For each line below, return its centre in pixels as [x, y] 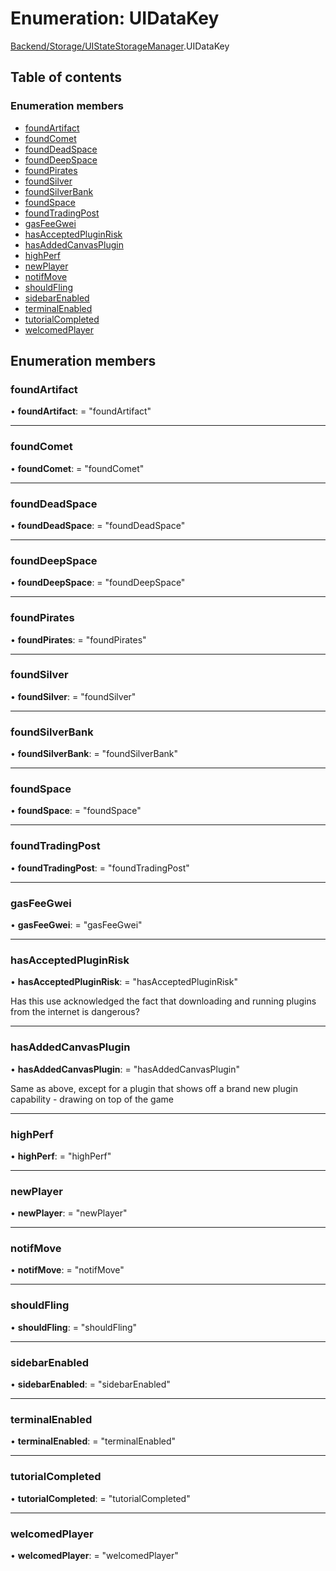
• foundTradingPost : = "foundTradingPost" [100, 868]
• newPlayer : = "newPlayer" [69, 1213]
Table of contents [66, 77]
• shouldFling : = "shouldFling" [74, 1327]
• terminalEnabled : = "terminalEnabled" [93, 1441]
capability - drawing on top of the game [92, 1099]
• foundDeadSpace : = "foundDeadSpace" [98, 525]
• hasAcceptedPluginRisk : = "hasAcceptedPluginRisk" [124, 982]
